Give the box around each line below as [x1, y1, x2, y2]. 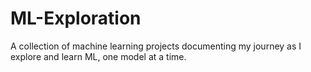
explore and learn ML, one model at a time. [10, 50, 187, 62]
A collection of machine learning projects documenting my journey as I [10, 40, 302, 52]
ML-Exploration [10, 7, 142, 30]
